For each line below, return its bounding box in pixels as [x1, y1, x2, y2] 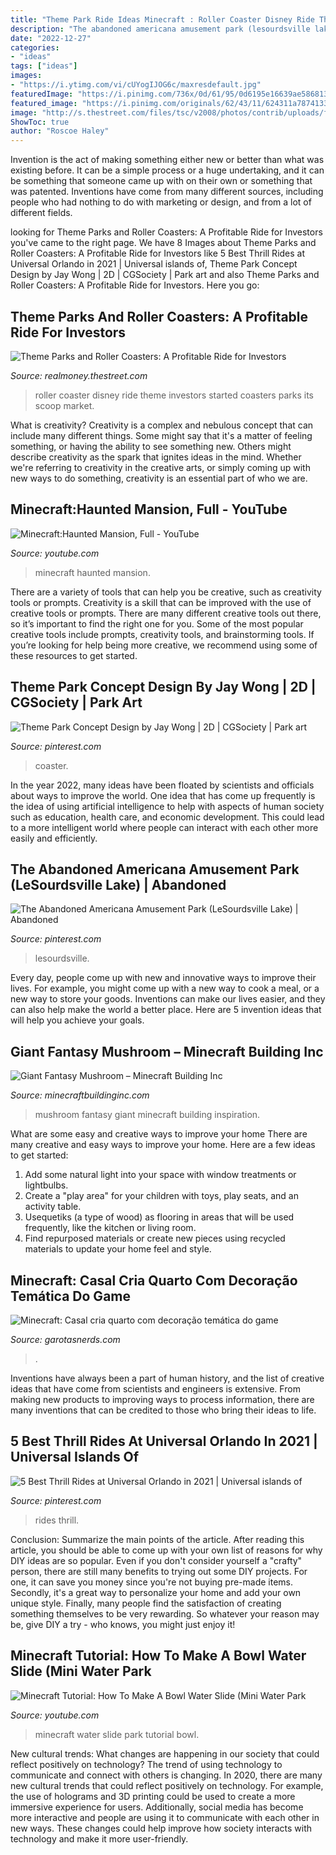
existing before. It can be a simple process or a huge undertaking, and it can [10, 164, 325, 176]
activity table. [24, 1201, 82, 1213]
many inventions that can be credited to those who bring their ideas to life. [10, 1404, 317, 1416]
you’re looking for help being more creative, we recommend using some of [10, 639, 318, 651]
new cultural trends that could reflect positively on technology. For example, [10, 1779, 324, 1791]
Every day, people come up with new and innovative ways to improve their [10, 972, 317, 984]
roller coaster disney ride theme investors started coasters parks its [34, 389, 314, 401]
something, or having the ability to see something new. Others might [10, 440, 292, 452]
